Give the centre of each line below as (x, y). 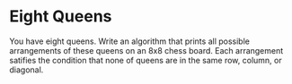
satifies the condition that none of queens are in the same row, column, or (146, 60)
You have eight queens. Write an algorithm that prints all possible (129, 41)
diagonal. (27, 70)
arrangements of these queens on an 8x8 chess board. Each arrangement (146, 50)
